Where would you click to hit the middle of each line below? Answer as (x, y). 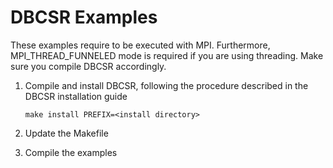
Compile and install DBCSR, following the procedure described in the (166, 85)
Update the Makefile (66, 133)
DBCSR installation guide (76, 96)
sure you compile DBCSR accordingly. (88, 66)
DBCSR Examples (84, 17)
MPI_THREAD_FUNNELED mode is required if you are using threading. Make (167, 55)
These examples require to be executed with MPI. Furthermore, (140, 45)
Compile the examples (71, 152)
